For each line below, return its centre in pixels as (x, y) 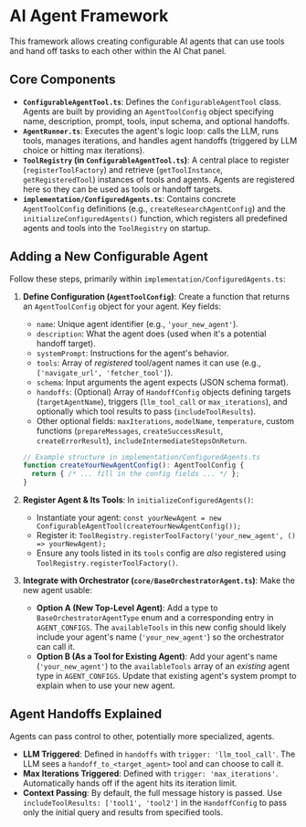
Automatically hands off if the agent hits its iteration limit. (130, 783)
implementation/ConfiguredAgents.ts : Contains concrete (129, 198)
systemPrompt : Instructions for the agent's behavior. (133, 353)
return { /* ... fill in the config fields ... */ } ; (136, 474)
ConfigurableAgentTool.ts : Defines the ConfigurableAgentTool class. (152, 101)
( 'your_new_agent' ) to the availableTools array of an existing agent (163, 666)
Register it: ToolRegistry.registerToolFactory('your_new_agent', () (166, 535)
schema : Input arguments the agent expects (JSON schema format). (163, 382)
